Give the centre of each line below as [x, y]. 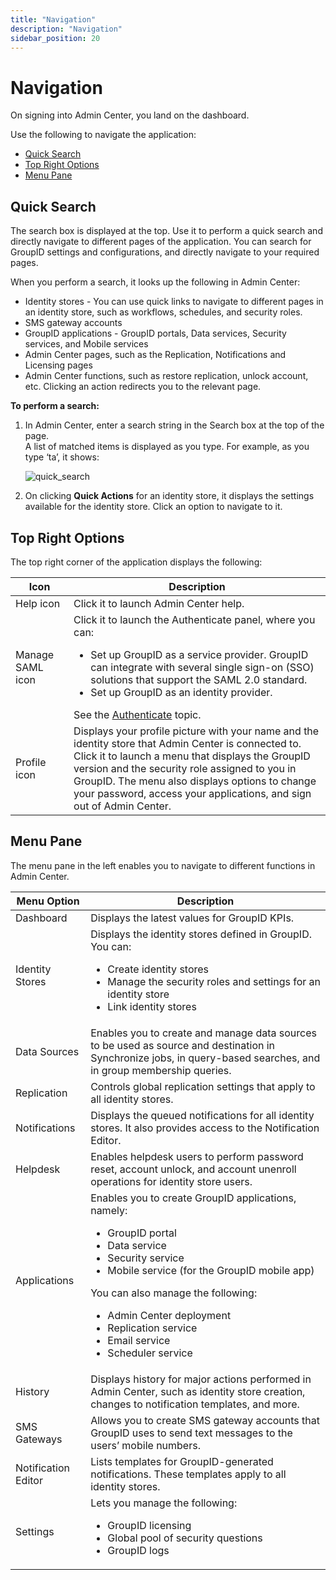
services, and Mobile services [86, 344]
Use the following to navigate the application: [103, 135]
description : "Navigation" [66, 29]
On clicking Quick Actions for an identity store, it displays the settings [169, 496]
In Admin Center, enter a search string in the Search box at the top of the [174, 425]
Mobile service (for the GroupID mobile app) [211, 1270]
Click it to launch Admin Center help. [159, 603]
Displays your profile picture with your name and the [196, 731]
